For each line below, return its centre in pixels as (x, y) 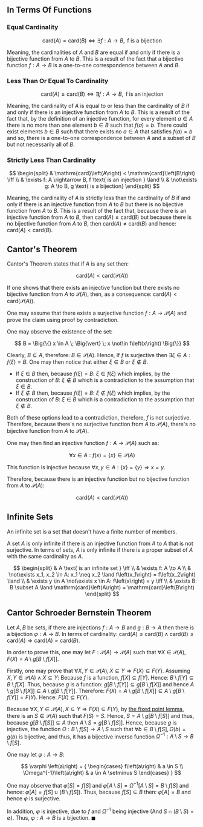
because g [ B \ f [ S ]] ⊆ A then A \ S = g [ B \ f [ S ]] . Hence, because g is (92, 722)
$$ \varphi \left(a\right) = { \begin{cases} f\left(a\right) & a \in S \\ (102, 766)
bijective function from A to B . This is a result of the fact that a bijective (95, 59)
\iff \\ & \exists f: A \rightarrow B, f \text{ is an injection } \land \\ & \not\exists (102, 180)
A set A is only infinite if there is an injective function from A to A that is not (100, 543)
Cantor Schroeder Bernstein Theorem (79, 613)
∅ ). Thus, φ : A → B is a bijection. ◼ (51, 817)
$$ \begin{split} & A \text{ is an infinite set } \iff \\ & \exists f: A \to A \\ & (102, 568)
